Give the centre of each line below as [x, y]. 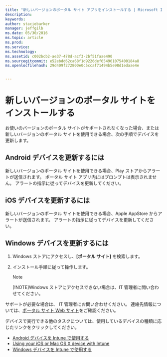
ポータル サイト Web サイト [51, 310]
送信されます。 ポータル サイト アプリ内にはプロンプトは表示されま [83, 177]
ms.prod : [14, 42]
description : [19, 14]
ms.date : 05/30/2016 [27, 33]
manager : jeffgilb [24, 28]
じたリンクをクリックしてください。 [42, 327]
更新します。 [18, 140]
